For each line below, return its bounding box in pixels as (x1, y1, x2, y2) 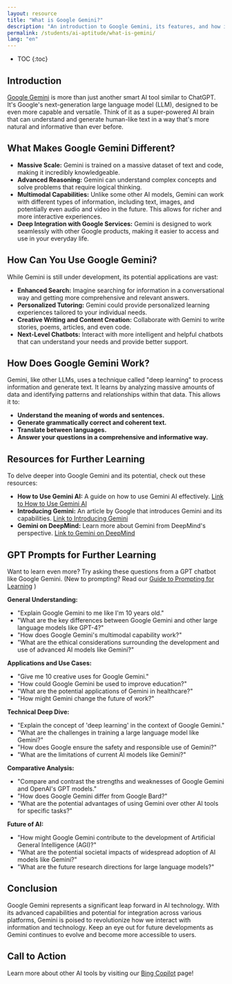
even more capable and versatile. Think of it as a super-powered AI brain (7, 108, 215, 116)
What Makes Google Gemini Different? (7, 142, 176, 154)
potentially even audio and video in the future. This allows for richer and (17, 205, 222, 213)
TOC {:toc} (17, 55, 48, 63)
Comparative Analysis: (7, 764, 75, 772)
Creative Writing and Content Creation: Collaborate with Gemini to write (17, 315, 225, 323)
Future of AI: (7, 820, 43, 828)
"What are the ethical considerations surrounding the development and (17, 638, 220, 646)
